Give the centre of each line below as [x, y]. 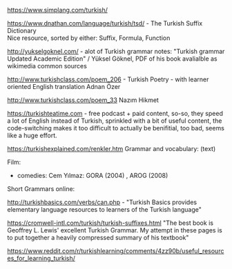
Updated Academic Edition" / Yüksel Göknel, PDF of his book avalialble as [112, 59]
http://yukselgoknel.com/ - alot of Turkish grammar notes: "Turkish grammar [116, 51]
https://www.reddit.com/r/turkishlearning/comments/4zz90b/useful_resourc [116, 251]
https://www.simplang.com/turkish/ [58, 10]
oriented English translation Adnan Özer [64, 87]
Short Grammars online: [41, 189]
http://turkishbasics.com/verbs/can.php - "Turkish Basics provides [102, 202]
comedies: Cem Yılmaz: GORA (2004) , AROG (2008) [93, 176]
